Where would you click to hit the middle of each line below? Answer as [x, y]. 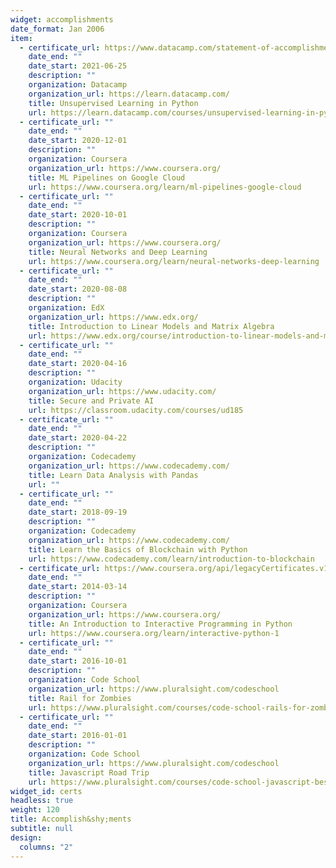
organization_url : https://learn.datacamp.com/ [129, 94]
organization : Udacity [75, 382]
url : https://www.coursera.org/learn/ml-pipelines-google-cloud [165, 187]
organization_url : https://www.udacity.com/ [122, 391]
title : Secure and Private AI [91, 401]
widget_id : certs [46, 791]
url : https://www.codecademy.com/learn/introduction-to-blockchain [171, 559]
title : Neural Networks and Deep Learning [118, 252]
